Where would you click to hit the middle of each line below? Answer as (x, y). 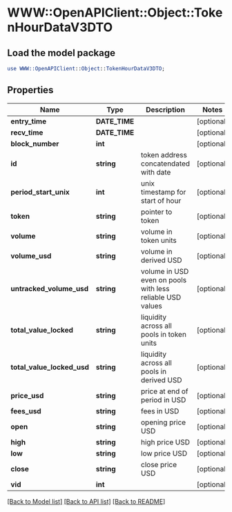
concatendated (165, 164)
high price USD (165, 442)
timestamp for (163, 192)
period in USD (163, 400)
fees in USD (160, 411)
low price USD (164, 453)
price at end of (164, 391)
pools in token (163, 334)
